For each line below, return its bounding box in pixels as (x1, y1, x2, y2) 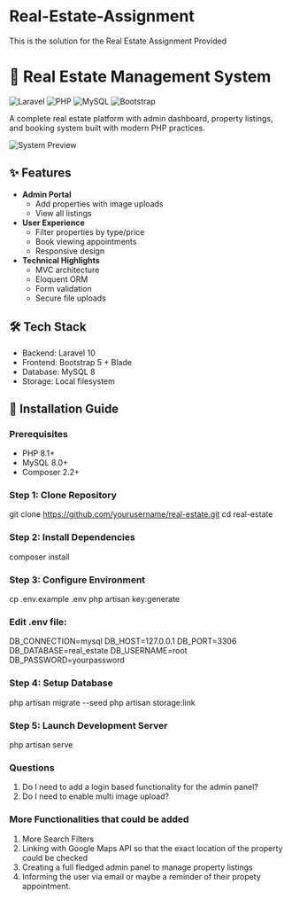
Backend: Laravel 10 (21, 348, 96, 358)
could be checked (21, 852, 88, 863)
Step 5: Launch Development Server (9, 719, 168, 732)
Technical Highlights (21, 254, 100, 265)
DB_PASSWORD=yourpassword (9, 654, 126, 666)
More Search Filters (21, 833, 95, 844)
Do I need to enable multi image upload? (21, 791, 170, 802)
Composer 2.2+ (21, 467, 80, 478)
